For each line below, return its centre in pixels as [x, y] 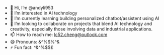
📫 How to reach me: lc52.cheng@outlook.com [59, 34]
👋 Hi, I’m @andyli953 [32, 8]
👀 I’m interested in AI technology [44, 13]
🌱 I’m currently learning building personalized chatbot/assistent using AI [85, 18]
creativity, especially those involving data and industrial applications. [81, 29]
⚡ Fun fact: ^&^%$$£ [32, 47]
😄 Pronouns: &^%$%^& [35, 42]
